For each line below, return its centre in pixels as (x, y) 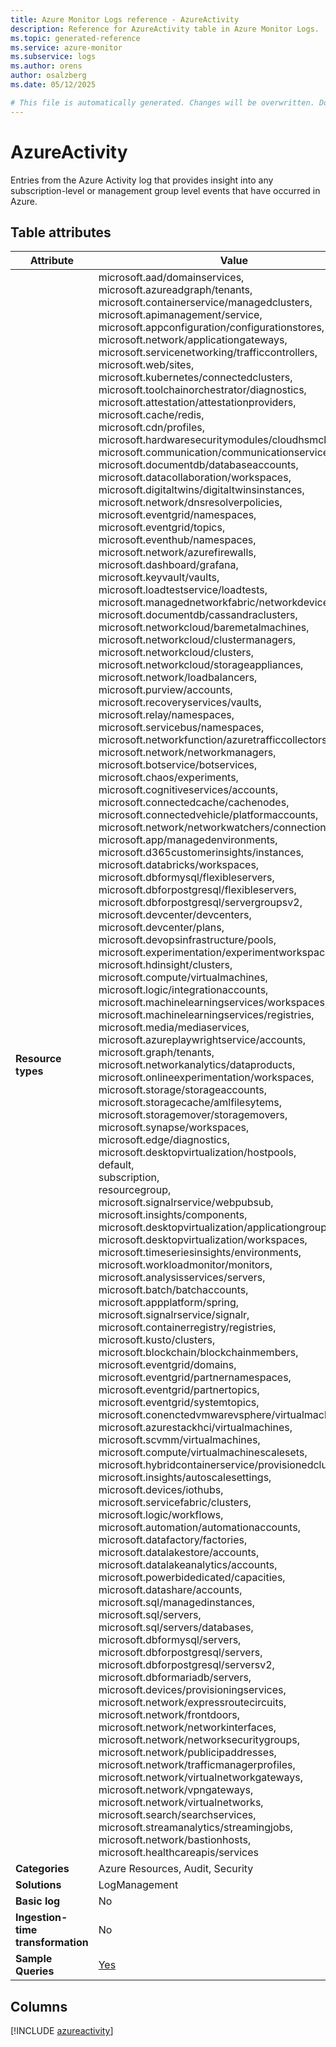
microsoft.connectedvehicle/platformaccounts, (208, 815)
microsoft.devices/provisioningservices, (192, 1690)
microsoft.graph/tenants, (156, 1053)
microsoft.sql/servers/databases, (176, 1628)
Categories (42, 1869)
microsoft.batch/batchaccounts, (173, 1290)
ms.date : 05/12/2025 (53, 85)
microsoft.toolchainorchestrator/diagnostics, (202, 390)
